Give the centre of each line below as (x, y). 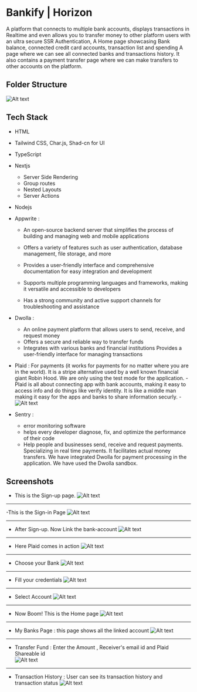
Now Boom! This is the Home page (57, 614)
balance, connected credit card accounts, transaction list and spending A (95, 48)
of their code (39, 438)
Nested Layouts (42, 189)
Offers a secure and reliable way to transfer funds (83, 342)
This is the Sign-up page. (45, 495)
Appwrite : (27, 218)
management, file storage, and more (67, 254)
